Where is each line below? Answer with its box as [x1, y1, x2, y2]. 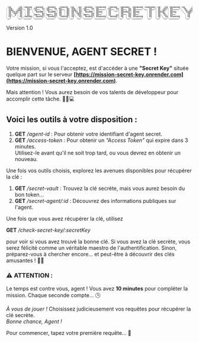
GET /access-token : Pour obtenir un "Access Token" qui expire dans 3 [14, 137, 188, 144]
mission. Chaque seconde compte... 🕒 [6, 291, 101, 299]
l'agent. [14, 204, 34, 211]
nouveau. [14, 155, 38, 163]
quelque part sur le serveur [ [6, 70, 76, 78]
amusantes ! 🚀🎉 [6, 257, 44, 264]
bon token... [14, 191, 44, 198]
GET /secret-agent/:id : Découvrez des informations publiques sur [14, 197, 176, 204]
